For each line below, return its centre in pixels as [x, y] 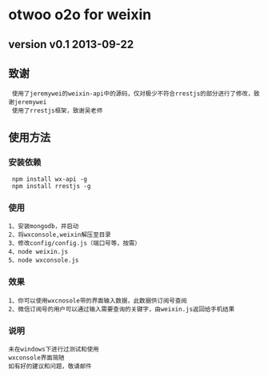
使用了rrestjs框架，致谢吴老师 [57, 111]
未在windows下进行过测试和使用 [54, 349]
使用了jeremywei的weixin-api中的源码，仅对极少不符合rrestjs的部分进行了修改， [133, 94]
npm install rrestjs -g [51, 186]
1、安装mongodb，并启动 [44, 227]
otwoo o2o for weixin [80, 15]
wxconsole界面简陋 [36, 358]
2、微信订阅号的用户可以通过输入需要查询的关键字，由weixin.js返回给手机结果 [122, 309]
